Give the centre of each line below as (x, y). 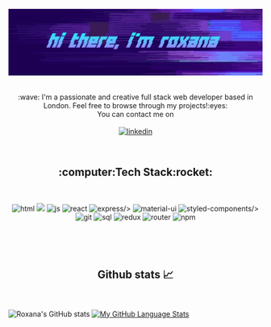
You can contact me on (135, 114)
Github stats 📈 (135, 275)
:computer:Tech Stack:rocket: (135, 172)
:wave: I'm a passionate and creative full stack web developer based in (135, 97)
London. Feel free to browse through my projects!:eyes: (135, 105)
